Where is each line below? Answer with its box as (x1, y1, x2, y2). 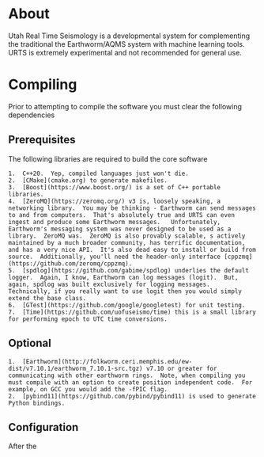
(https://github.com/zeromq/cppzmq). (8, 259, 133, 268)
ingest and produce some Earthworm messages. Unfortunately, (8, 218, 221, 226)
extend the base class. (8, 294, 87, 302)
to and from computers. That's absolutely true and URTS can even (8, 211, 236, 219)
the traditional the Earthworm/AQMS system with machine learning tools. (8, 39, 245, 48)
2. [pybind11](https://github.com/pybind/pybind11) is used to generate (8, 392, 257, 400)
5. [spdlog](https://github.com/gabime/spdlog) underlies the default (8, 266, 249, 274)
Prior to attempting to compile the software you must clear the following (8, 101, 243, 111)
